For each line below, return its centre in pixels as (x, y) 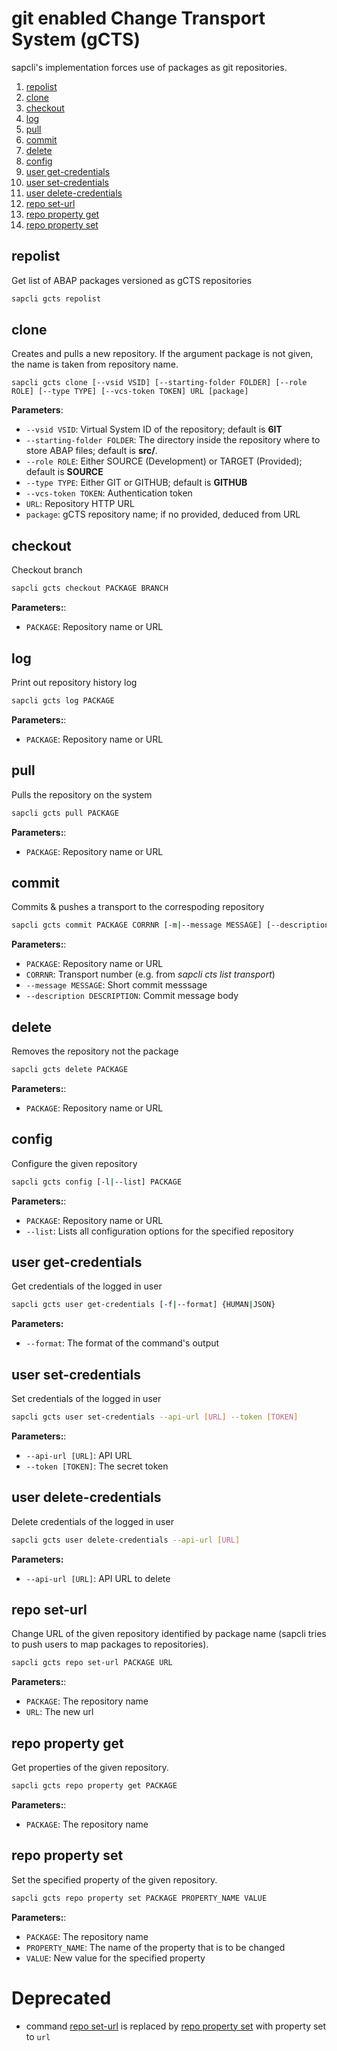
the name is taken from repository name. (95, 364)
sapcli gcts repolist (56, 298)
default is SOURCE (64, 472)
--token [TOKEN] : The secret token (97, 1466)
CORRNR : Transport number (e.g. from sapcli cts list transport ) (150, 974)
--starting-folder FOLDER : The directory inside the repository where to (173, 440)
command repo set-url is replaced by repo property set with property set (176, 2026)
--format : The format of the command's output (122, 1343)
